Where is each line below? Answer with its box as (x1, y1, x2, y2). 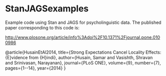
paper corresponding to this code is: (5, 24, 80, 30)
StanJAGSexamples (5, 3, 89, 14)
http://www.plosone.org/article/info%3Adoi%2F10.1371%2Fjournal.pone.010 (5, 34, 160, 40)
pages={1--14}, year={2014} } (5, 65, 66, 71)
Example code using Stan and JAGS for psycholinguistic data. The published (5, 19, 162, 25)
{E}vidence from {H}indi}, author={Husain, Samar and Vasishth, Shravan (5, 54, 153, 60)
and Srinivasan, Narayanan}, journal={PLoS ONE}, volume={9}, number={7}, (5, 60, 161, 66)
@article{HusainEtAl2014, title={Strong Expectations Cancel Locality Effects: (5, 49, 162, 55)
